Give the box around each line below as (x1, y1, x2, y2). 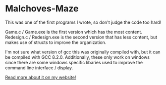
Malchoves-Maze (5, 3, 79, 14)
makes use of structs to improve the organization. (5, 39, 107, 45)
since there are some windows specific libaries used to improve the (5, 59, 143, 65)
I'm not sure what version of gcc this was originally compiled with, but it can (5, 49, 161, 55)
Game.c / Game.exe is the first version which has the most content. (5, 29, 143, 35)
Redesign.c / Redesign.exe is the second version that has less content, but (5, 34, 158, 40)
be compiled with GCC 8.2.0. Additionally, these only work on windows (5, 54, 150, 60)
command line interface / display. (5, 65, 73, 71)
